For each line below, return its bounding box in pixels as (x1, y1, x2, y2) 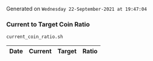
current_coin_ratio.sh (6, 34, 63, 40)
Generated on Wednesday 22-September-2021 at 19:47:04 (6, 5, 148, 12)
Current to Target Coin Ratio (6, 20, 90, 28)
